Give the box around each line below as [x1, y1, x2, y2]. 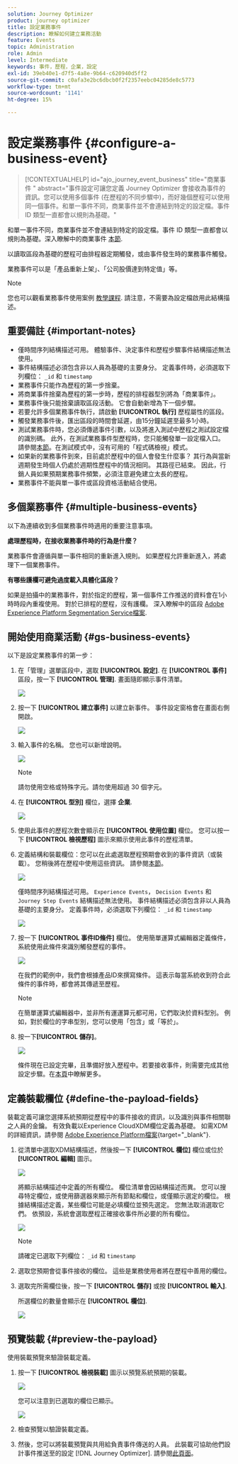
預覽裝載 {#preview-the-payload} [7, 1333, 158, 1345]
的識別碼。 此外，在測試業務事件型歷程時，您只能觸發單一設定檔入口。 [17, 434, 225, 442]
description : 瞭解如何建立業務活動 [7, 30, 101, 38]
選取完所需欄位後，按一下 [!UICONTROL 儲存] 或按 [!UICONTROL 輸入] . [17, 1282, 227, 1290]
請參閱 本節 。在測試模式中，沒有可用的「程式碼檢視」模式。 [17, 443, 192, 451]
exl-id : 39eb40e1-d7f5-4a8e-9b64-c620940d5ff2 [7, 70, 147, 77]
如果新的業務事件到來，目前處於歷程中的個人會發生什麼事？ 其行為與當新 [17, 451, 231, 460]
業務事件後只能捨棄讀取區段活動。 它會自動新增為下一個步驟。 [17, 398, 200, 407]
